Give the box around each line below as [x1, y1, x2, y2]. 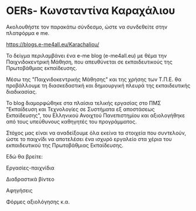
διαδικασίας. [6, 88, 37, 95]
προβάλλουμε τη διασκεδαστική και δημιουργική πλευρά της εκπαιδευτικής [6, 82, 191, 89]
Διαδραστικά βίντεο [6, 175, 54, 182]
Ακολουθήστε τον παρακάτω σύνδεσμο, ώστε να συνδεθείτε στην [6, 23, 168, 30]
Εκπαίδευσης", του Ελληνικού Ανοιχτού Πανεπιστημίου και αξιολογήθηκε [6, 112, 185, 119]
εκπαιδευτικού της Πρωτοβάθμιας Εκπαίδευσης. [6, 142, 124, 149]
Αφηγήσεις [6, 187, 33, 194]
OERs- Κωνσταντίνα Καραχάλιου [6, 4, 176, 17]
